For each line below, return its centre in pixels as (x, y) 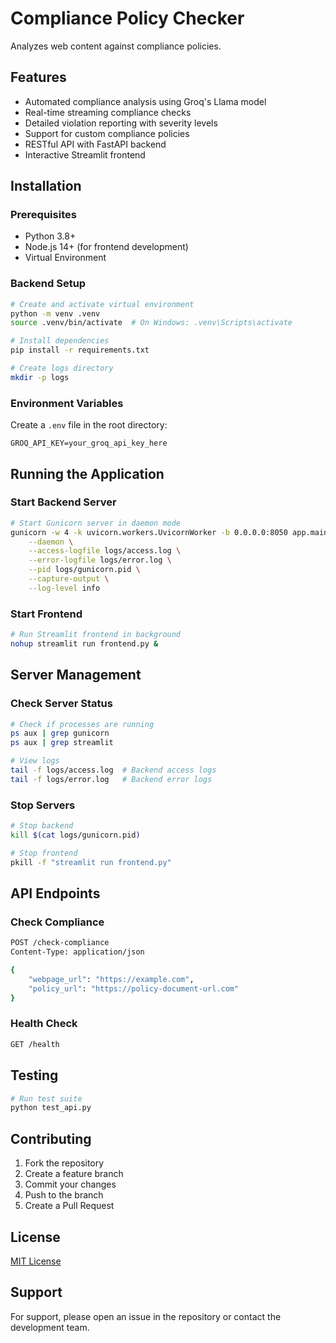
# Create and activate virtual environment (102, 304)
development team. (50, 1327)
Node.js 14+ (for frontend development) (106, 247)
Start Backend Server (63, 502)
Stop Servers (43, 805)
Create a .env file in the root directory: (89, 425)
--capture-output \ (69, 579)
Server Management (76, 675)
